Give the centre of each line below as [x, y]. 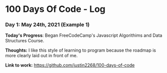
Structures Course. [25, 41]
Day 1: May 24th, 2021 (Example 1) [47, 25]
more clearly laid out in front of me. [41, 56]
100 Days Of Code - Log [55, 9]
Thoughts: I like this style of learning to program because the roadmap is [81, 50]
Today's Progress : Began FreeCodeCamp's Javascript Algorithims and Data [84, 35]
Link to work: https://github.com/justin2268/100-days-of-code [70, 65]
